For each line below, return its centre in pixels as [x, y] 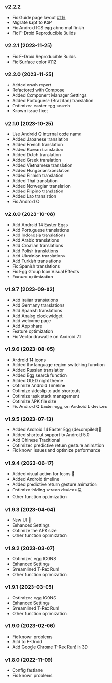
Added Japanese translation [40, 139]
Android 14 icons [29, 360]
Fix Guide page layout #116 [39, 18]
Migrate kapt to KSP [32, 22]
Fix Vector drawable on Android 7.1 [47, 336]
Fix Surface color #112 [34, 62]
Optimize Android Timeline [39, 386]
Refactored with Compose [38, 90]
